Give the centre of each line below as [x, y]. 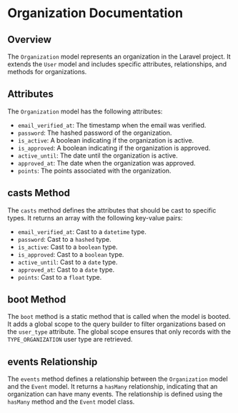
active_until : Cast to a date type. [68, 262]
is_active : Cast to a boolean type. [68, 247]
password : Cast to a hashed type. [65, 239]
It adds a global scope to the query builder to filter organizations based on [117, 324]
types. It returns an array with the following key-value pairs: [95, 218]
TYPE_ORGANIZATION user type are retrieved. [70, 340]
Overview [30, 40]
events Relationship [53, 362]
